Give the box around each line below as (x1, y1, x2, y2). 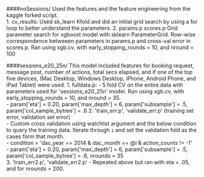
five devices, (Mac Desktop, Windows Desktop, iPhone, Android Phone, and (6, 75, 196, 82)
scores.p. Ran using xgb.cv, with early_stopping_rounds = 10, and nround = (6, 44, 194, 51)
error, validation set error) (6, 113, 71, 121)
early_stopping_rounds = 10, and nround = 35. (6, 94, 121, 101)
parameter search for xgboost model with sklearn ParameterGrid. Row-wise (6, 31, 196, 38)
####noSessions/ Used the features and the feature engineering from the (6, 5, 191, 12)
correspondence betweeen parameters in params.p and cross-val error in (6, 38, 191, 44)
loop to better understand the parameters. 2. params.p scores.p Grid (6, 24, 178, 32)
